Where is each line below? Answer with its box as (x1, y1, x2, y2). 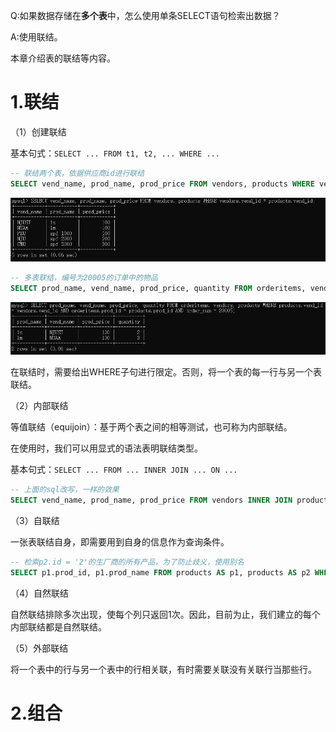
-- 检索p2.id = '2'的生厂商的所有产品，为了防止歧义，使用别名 (10, 557, 245, 568)
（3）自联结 (10, 515, 60, 527)
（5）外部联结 (10, 642, 69, 654)
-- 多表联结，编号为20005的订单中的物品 (10, 273, 158, 283)
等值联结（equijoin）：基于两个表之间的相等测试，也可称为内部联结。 (10, 421, 293, 433)
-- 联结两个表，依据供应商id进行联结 (10, 168, 145, 178)
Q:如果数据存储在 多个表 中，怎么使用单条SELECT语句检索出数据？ (10, 10, 281, 21)
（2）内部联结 (10, 400, 69, 412)
